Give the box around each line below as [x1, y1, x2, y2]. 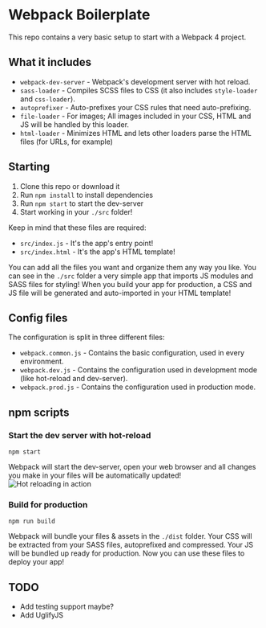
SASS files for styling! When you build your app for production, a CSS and [8, 279, 252, 289]
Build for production [8, 499, 88, 510]
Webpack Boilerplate [8, 6, 151, 24]
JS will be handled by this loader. [19, 119, 130, 129]
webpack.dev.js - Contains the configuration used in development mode [19, 365, 258, 375]
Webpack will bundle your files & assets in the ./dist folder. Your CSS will [8, 532, 252, 541]
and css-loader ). [19, 94, 76, 104]
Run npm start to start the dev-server [19, 199, 144, 208]
